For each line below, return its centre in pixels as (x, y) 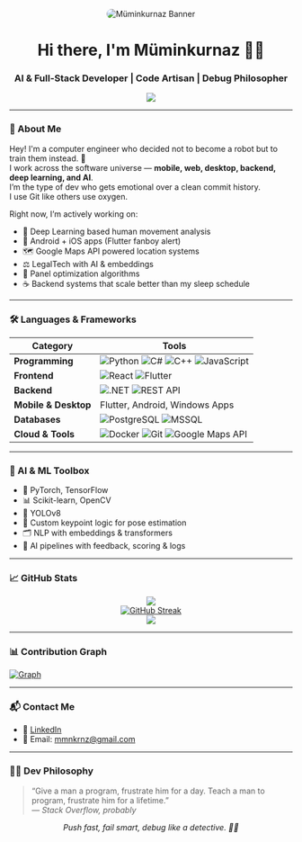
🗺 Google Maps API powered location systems (111, 251)
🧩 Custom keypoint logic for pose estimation (104, 523)
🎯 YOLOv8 (41, 514)
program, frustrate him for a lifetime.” (100, 800)
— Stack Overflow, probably (84, 810)
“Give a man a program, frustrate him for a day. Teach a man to (148, 791)
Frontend (34, 376)
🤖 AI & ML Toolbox (49, 470)
